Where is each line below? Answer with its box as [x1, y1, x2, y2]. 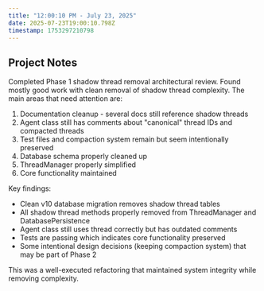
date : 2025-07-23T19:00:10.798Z [8, 19, 115, 27]
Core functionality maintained [19, 169, 117, 178]
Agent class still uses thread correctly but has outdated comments [19, 224, 238, 235]
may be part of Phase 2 [19, 250, 97, 259]
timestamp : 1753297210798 [8, 26, 94, 34]
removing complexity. [8, 274, 80, 283]
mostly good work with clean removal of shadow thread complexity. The [8, 85, 245, 95]
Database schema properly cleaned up [19, 152, 148, 161]
